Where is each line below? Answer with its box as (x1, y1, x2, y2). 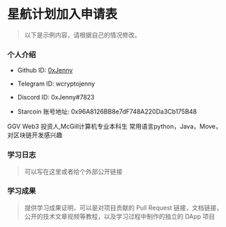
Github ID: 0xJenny (17, 66, 73, 75)
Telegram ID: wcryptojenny (17, 79, 96, 88)
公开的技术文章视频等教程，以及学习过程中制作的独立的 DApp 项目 (24, 212, 216, 220)
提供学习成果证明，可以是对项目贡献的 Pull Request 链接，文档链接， (24, 203, 223, 212)
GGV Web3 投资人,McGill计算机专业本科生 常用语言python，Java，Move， (7, 123, 222, 131)
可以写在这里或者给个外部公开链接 (24, 167, 123, 175)
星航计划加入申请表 (7, 6, 118, 22)
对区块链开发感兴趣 (7, 131, 63, 139)
